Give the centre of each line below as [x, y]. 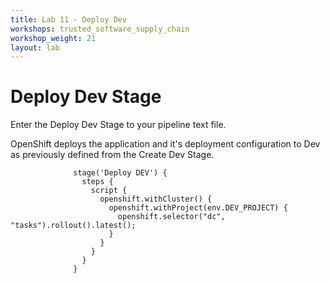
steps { [97, 182]
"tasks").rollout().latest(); [73, 226]
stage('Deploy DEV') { [120, 173]
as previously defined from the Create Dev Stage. [112, 155]
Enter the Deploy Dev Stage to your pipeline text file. [118, 125]
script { [109, 191]
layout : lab [35, 47]
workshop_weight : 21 [53, 38]
